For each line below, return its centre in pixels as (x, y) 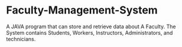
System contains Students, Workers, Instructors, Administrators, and (90, 32)
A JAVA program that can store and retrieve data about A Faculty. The (91, 26)
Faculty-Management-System (82, 10)
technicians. (21, 39)
